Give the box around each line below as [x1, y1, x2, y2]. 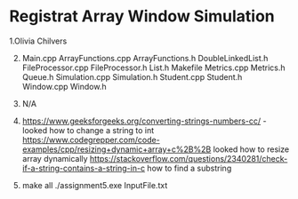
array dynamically [21, 153, 88, 163]
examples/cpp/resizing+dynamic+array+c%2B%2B [21, 144, 212, 155]
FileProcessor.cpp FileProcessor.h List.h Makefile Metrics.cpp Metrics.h [21, 62, 286, 73]
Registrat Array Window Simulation [9, 6, 276, 27]
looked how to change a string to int [21, 124, 155, 135]
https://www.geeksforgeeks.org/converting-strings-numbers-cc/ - [21, 115, 267, 126]
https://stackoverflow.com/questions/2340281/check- [89, 153, 288, 163]
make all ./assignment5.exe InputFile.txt [21, 179, 168, 190]
